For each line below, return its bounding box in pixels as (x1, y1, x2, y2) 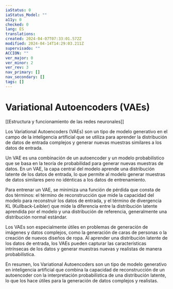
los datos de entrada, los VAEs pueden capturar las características (5, 240, 147, 246)
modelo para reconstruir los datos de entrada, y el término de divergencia (5, 197, 162, 204)
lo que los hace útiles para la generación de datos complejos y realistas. (5, 277, 159, 283)
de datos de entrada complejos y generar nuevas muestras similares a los (5, 139, 162, 146)
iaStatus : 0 (5, 7, 31, 13)
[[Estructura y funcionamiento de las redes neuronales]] (5, 118, 125, 124)
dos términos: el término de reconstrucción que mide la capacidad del (5, 192, 154, 198)
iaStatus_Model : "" (5, 12, 47, 17)
